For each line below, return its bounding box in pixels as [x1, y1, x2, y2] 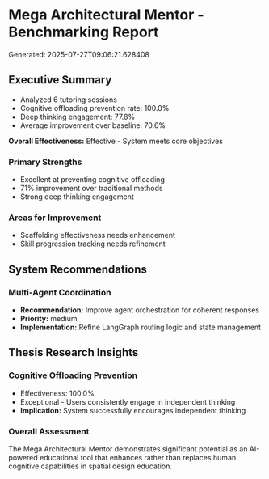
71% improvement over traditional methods [19, 184, 163, 193]
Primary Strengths [8, 156, 82, 167]
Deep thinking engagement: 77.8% [19, 112, 136, 121]
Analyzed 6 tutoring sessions [19, 95, 117, 104]
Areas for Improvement [8, 212, 102, 223]
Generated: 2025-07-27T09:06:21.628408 [8, 49, 149, 59]
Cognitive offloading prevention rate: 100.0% [19, 103, 170, 112]
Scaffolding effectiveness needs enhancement [19, 231, 176, 240]
